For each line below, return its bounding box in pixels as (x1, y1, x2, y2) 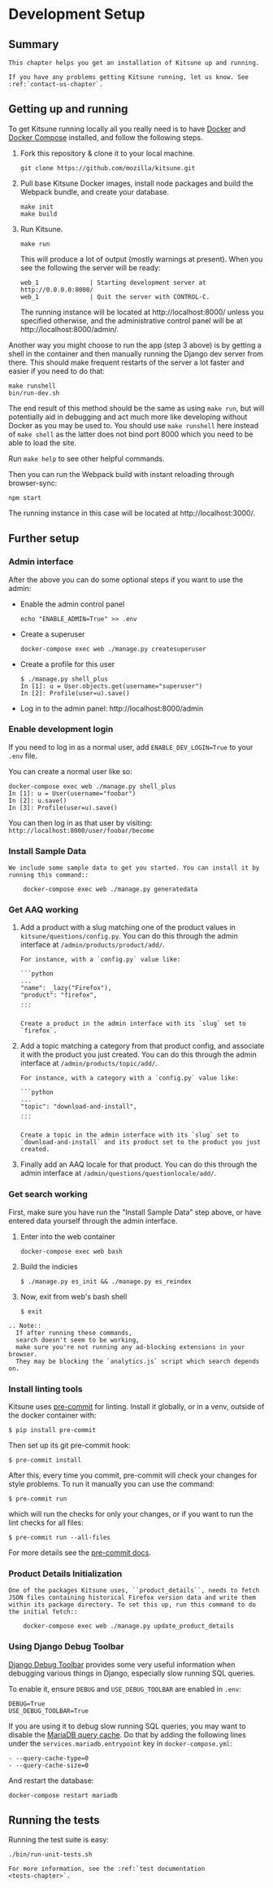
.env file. (8, 751, 38, 760)
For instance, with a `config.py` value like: (19, 956, 181, 964)
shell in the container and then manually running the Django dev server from (8, 348, 264, 358)
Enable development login (8, 724, 114, 735)
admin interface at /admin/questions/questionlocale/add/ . (19, 1168, 217, 1178)
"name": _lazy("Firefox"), (19, 984, 112, 992)
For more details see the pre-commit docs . (8, 1548, 152, 1557)
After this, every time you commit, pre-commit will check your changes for (8, 1470, 258, 1480)
